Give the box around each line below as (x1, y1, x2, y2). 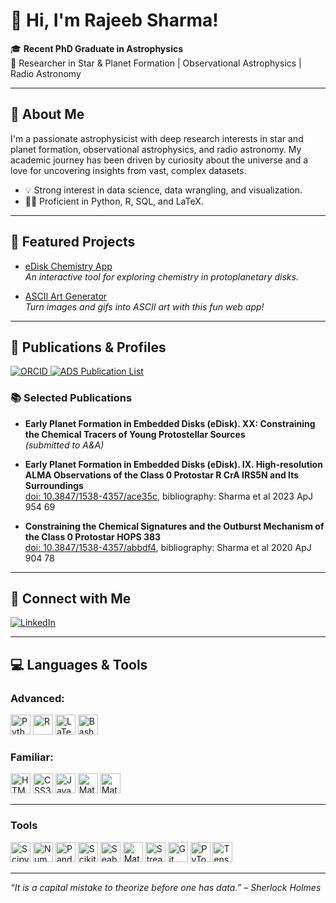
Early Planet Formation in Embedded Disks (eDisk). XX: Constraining (24, 417, 316, 429)
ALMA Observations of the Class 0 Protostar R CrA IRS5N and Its (24, 469, 300, 481)
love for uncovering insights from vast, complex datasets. (10, 164, 247, 176)
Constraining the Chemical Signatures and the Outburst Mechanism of (24, 520, 325, 532)
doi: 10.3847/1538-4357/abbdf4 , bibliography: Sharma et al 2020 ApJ (24, 541, 312, 553)
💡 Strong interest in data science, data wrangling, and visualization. (24, 184, 303, 196)
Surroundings (24, 479, 84, 491)
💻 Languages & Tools (10, 656, 148, 673)
